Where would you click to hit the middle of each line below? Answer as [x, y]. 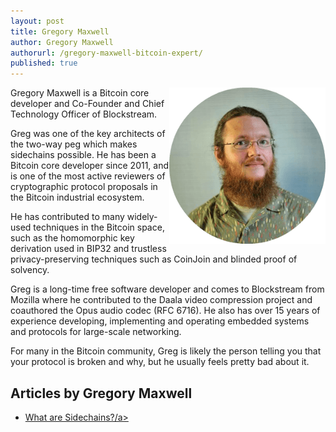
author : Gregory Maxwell [62, 42]
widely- [142, 217]
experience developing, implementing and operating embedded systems [160, 321]
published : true [44, 63]
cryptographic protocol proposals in [84, 187]
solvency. [30, 270]
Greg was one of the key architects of [88, 134]
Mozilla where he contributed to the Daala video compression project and [161, 300]
